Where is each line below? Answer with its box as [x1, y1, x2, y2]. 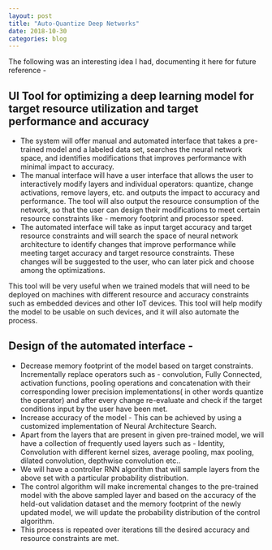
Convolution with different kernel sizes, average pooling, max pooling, [19, 447, 254, 457]
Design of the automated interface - [8, 339, 193, 353]
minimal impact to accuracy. [19, 162, 115, 171]
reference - [8, 66, 47, 76]
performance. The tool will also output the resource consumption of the [19, 197, 260, 206]
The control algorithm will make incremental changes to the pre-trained [19, 481, 259, 492]
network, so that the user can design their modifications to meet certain [19, 205, 261, 215]
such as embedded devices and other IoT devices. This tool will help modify [8, 298, 262, 309]
